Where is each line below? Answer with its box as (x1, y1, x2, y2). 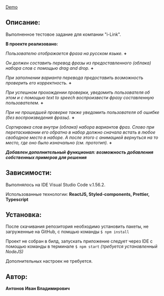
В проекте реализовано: (5, 41, 58, 47)
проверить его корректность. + (5, 80, 72, 85)
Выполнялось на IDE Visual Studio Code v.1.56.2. (5, 182, 106, 188)
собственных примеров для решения (5, 154, 87, 160)
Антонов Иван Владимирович (5, 286, 70, 292)
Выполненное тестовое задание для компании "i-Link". (5, 31, 121, 37)
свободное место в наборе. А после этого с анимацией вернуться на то (5, 135, 159, 140)
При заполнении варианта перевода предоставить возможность (5, 75, 144, 81)
